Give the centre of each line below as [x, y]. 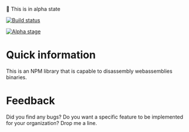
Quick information [51, 55]
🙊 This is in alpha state [33, 9]
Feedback [31, 101]
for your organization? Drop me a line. [52, 123]
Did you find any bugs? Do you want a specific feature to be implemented [94, 117]
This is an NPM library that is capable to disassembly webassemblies [89, 71]
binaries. [17, 77]
